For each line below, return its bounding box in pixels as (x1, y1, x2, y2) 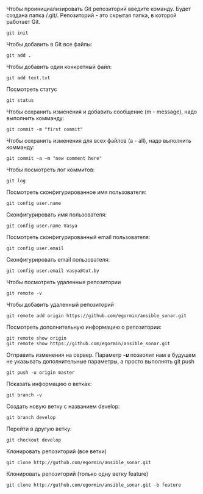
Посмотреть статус (6, 85, 57, 93)
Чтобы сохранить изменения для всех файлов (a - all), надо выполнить (6, 137, 191, 144)
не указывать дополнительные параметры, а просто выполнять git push (6, 358, 195, 365)
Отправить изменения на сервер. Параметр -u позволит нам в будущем (6, 351, 196, 359)
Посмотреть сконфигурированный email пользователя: (6, 234, 151, 240)
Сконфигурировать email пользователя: (6, 256, 110, 263)
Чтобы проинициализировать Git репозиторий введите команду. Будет (6, 5, 191, 12)
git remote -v (6, 290, 43, 296)
